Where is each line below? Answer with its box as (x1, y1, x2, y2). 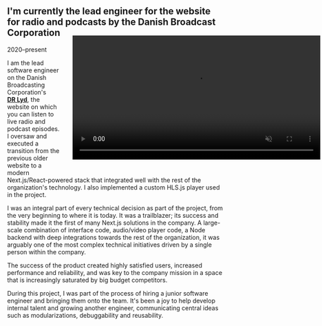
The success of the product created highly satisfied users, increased (7, 261, 203, 269)
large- (202, 218, 221, 227)
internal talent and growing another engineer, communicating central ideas (7, 303, 219, 312)
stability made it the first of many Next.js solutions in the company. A (7, 218, 202, 227)
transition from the (7, 146, 60, 154)
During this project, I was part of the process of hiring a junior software (7, 289, 208, 297)
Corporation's (7, 88, 47, 96)
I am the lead (7, 59, 44, 67)
